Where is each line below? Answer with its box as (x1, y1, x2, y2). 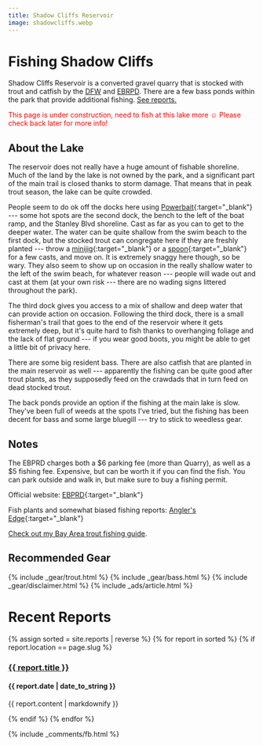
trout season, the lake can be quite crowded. (8, 187, 153, 197)
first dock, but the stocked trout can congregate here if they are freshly (8, 236, 239, 246)
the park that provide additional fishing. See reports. (8, 95, 177, 104)
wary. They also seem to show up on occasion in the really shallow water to (8, 260, 253, 271)
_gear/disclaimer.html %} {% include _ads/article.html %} (8, 580, 193, 590)
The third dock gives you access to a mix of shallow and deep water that (8, 301, 243, 311)
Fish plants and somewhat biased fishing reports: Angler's (8, 505, 196, 515)
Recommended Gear (8, 551, 111, 565)
